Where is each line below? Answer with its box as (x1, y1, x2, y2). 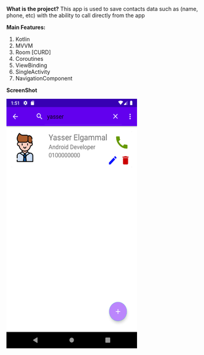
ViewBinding (15, 61, 47, 69)
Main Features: (6, 24, 46, 31)
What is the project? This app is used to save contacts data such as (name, (6, 6, 198, 12)
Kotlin (15, 36, 30, 42)
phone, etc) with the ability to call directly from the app (6, 12, 146, 19)
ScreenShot (6, 87, 37, 94)
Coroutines (15, 55, 44, 62)
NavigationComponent (15, 75, 73, 82)
